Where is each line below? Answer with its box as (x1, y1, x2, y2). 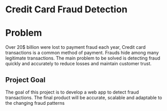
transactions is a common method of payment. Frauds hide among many (5, 50, 159, 56)
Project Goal (5, 76, 46, 84)
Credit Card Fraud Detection (5, 4, 127, 15)
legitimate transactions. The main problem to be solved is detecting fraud (5, 55, 160, 61)
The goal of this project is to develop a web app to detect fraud (5, 89, 139, 95)
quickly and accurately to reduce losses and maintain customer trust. (5, 61, 152, 67)
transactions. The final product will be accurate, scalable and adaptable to (5, 94, 162, 101)
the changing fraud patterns (5, 100, 65, 106)
